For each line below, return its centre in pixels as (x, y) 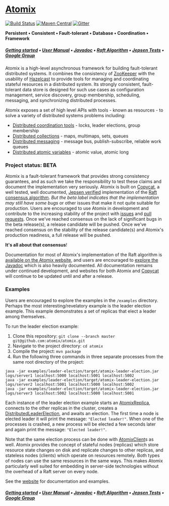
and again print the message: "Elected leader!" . (56, 429)
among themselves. (26, 316)
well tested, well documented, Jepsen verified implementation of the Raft (81, 192)
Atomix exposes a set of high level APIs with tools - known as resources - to (84, 110)
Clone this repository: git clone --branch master (64, 336)
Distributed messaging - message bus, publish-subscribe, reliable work (87, 141)
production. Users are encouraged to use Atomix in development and (77, 209)
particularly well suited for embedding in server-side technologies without (82, 466)
